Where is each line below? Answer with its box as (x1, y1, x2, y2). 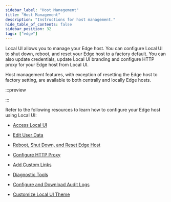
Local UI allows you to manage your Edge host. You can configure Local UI (5, 46, 163, 51)
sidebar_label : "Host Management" (5, 7, 79, 13)
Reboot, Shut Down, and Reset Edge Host (12, 142, 101, 148)
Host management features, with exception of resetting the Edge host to (5, 72, 158, 77)
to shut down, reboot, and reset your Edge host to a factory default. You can (5, 51, 166, 57)
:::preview (5, 87, 27, 93)
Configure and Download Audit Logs (12, 182, 90, 187)
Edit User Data (12, 132, 44, 138)
